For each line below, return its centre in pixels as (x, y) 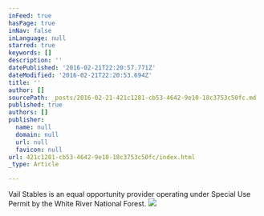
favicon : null (39, 150)
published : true (35, 105)
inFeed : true (30, 16)
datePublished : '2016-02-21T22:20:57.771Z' (82, 68)
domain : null (37, 134)
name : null (34, 127)
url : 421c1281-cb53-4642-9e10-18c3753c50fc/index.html (102, 157)
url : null (32, 142)
